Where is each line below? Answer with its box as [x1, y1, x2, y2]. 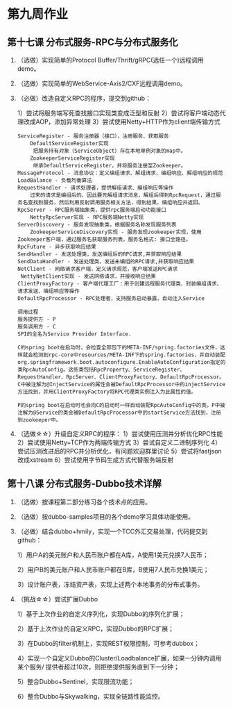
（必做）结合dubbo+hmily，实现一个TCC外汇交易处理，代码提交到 [17, 527, 208, 535]
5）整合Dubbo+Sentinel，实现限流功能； [17, 677, 135, 685]
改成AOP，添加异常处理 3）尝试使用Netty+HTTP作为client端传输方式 [23, 117, 221, 126]
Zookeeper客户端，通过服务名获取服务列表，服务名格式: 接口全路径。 [17, 236, 191, 243]
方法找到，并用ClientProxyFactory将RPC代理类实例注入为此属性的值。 [17, 388, 196, 395]
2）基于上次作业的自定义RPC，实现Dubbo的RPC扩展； [17, 624, 175, 633]
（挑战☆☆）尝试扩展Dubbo [17, 594, 98, 603]
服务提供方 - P [17, 316, 56, 323]
